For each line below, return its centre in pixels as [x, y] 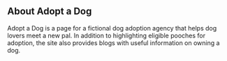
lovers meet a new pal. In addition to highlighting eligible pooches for [107, 35]
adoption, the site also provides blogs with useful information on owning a [113, 43]
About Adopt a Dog [50, 11]
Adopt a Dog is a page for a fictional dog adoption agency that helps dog [112, 28]
